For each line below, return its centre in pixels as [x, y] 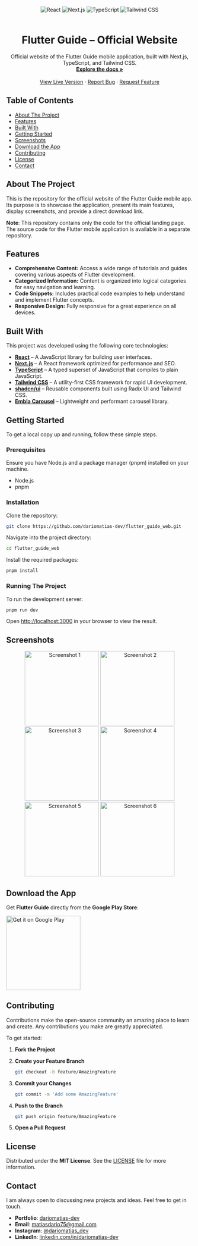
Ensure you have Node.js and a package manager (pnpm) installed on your [98, 463]
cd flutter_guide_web [33, 549]
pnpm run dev [22, 610]
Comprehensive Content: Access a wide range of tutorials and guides [101, 268]
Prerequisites [26, 450]
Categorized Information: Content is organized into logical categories [100, 281]
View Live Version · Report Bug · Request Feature [100, 82]
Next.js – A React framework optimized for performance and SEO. [95, 364]
